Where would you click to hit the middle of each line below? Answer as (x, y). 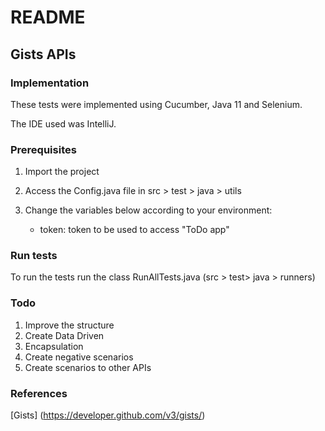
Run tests (34, 256)
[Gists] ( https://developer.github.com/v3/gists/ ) (108, 415)
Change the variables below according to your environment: (148, 210)
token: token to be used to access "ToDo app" (134, 230)
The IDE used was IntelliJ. (63, 123)
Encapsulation (54, 346)
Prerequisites (43, 149)
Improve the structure (69, 325)
